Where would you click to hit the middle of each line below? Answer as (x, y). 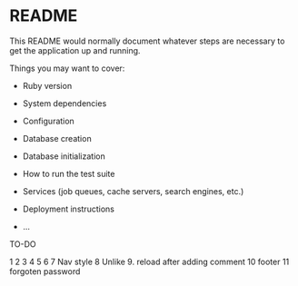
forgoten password (45, 271)
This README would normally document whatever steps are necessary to (147, 41)
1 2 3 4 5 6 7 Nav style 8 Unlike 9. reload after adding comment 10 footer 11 (149, 261)
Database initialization (64, 156)
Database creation (57, 138)
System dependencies (65, 103)
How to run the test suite (69, 173)
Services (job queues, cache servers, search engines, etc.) (133, 191)
